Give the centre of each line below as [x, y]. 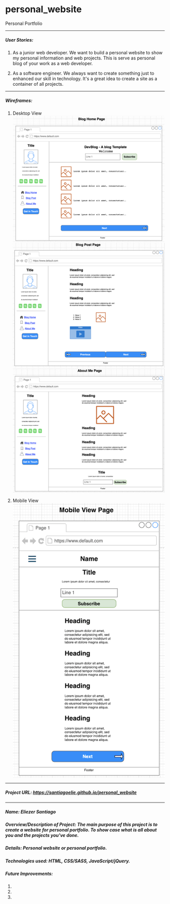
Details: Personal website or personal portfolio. [56, 848]
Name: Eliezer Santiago [31, 812]
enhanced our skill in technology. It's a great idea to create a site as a [85, 78]
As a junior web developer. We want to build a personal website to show [88, 52]
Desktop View [27, 113]
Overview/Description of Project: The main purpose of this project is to [81, 824]
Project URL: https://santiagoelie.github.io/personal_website [71, 792]
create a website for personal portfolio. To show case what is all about [81, 830]
